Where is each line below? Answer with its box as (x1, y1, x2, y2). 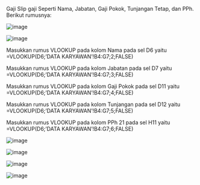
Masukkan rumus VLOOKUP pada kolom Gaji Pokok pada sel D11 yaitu (6, 83, 180, 90)
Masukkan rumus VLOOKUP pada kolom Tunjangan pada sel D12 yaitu (6, 101, 181, 108)
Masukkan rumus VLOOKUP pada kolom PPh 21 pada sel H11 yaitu (6, 119, 170, 126)
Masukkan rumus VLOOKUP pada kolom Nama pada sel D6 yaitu (6, 46, 167, 54)
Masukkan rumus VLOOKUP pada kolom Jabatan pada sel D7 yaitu (6, 64, 172, 72)
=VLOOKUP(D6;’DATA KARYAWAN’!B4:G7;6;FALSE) (6, 125, 134, 132)
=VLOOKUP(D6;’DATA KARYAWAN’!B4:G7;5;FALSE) (6, 107, 134, 114)
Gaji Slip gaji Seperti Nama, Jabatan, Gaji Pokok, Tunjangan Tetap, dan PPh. (6, 5, 194, 12)
